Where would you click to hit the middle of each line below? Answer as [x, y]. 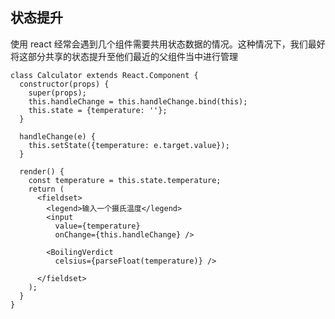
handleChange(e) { [58, 136]
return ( [46, 189]
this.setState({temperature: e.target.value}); [129, 145]
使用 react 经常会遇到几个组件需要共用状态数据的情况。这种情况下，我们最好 [168, 44]
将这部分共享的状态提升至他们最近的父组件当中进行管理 [124, 56]
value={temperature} [97, 226]
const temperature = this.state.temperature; [125, 180]
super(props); [57, 93]
